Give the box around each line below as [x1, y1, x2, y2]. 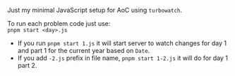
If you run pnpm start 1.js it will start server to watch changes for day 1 [17, 39, 227, 47]
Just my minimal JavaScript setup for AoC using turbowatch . [7, 6, 182, 14]
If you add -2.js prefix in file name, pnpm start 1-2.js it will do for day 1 [17, 54, 228, 62]
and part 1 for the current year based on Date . [17, 47, 150, 54]
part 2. [17, 61, 37, 69]
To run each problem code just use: [7, 20, 111, 27]
